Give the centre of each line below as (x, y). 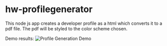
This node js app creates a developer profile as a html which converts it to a (84, 23)
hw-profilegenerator (49, 9)
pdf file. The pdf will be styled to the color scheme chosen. (66, 28)
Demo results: (20, 38)
